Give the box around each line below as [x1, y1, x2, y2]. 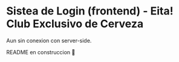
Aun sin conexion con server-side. [6, 37, 92, 44]
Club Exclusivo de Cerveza [6, 17, 144, 31]
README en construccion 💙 [6, 48, 76, 55]
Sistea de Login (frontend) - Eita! [6, 4, 174, 18]
